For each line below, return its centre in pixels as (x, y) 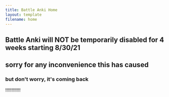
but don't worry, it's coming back (47, 79)
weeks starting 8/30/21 (43, 48)
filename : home (21, 19)
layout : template (24, 15)
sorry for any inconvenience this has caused (77, 65)
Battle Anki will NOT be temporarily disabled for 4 (85, 40)
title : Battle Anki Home (31, 10)
